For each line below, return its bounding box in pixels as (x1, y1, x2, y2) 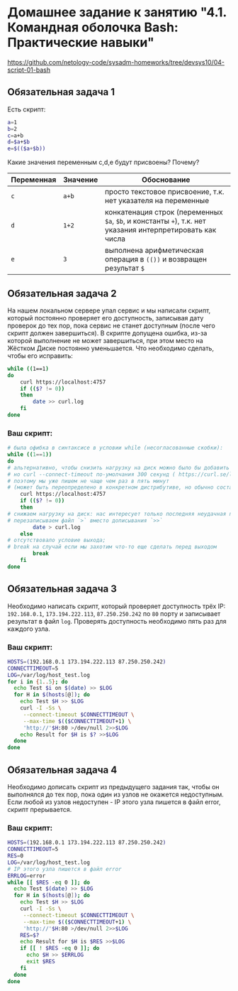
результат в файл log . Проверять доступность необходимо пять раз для (7, 617, 227, 625)
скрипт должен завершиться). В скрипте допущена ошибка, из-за (7, 328, 208, 337)
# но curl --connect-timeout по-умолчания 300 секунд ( (7, 470, 176, 478)
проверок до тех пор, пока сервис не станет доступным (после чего (7, 321, 216, 330)
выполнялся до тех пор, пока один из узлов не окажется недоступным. (7, 790, 225, 799)
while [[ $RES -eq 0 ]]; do (7, 879, 91, 886)
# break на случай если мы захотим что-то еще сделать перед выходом (7, 543, 217, 551)
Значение (63, 175, 98, 185)
